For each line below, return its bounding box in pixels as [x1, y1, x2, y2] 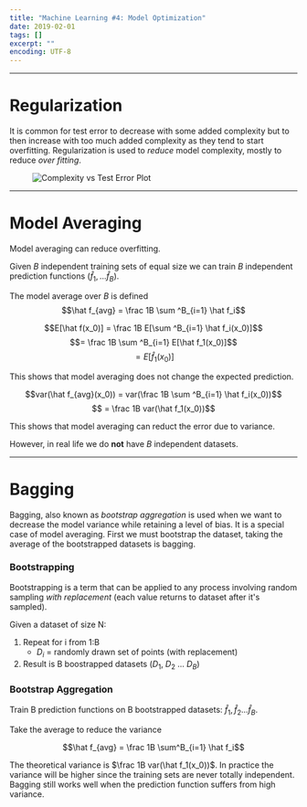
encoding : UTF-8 [9, 48, 71, 57]
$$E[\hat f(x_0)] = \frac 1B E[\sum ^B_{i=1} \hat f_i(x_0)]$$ [44, 322, 263, 334]
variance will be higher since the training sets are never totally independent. [9, 769, 295, 780]
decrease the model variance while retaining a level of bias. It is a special [9, 518, 285, 530]
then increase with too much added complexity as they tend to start [9, 135, 264, 146]
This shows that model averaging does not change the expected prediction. [9, 371, 294, 382]
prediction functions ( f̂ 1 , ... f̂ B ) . [9, 271, 120, 283]
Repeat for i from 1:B [22, 636, 101, 647]
